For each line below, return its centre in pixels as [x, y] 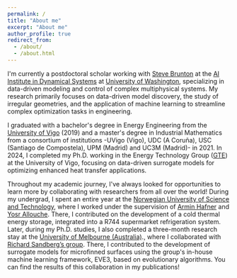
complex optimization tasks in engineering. [70, 111]
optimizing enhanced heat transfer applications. [77, 170]
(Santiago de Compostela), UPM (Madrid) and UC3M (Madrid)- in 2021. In [115, 148]
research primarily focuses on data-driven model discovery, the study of [113, 96]
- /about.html [34, 54]
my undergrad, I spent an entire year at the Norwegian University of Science [118, 199]
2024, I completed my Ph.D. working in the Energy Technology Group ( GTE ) [117, 155]
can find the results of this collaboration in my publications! [94, 267]
